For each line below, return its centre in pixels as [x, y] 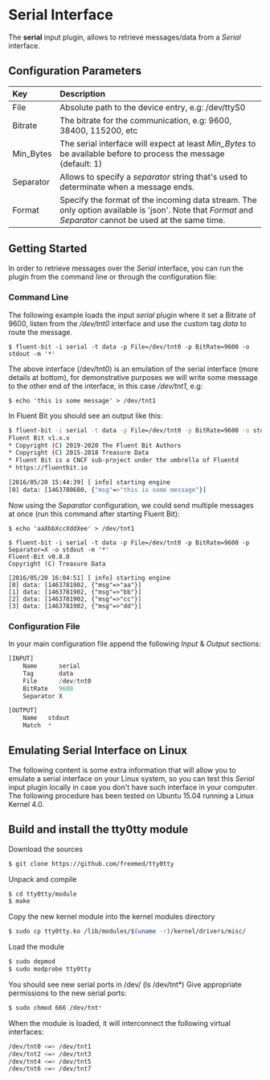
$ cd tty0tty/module [43, 894]
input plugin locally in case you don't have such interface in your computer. [133, 787]
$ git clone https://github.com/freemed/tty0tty [91, 863]
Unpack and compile [43, 879]
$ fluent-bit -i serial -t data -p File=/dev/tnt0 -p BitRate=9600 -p [129, 542]
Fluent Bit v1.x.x [39, 438]
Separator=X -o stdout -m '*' [59, 549]
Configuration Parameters [75, 71]
